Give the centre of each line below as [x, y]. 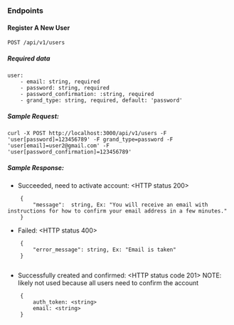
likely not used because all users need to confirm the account [108, 283]
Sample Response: [36, 167]
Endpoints [26, 11]
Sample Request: [33, 116]
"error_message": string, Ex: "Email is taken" [105, 250]
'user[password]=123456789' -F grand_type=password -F [90, 140]
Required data [29, 58]
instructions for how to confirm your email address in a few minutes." [117, 211]
